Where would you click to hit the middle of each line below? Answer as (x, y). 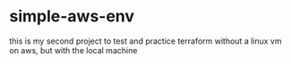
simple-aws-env (72, 16)
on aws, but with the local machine (73, 50)
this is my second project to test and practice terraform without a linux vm (145, 41)
